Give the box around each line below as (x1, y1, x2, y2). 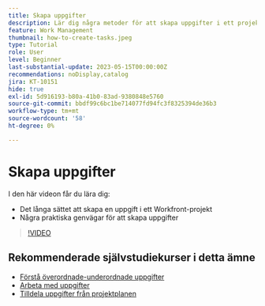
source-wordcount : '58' (8, 115, 87, 123)
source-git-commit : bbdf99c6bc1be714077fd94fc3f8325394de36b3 (8, 100, 217, 108)
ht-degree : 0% (8, 122, 55, 130)
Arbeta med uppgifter (19, 280, 91, 289)
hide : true (8, 85, 44, 93)
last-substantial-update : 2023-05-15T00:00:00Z (8, 63, 168, 71)
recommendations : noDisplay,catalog (8, 70, 129, 78)
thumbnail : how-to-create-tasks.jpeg (8, 33, 132, 42)
